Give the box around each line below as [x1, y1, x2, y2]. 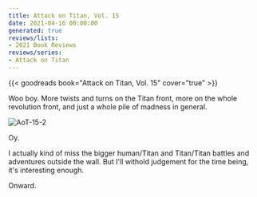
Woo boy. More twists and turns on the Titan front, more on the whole [8, 93, 238, 103]
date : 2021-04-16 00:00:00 [8, 19, 98, 27]
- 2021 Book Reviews [8, 41, 77, 49]
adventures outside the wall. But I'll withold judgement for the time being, [8, 156, 249, 166]
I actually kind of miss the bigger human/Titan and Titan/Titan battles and [8, 148, 250, 158]
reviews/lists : [8, 33, 59, 42]
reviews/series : [8, 49, 62, 57]
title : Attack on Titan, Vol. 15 [8, 11, 120, 20]
